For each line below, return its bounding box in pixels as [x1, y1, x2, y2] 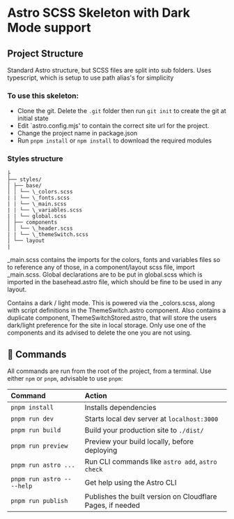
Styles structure [7, 154, 63, 163]
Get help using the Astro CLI [84, 478, 177, 488]
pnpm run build [10, 426, 61, 434]
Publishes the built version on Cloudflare [84, 492, 217, 502]
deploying [84, 446, 118, 455]
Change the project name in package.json [17, 129, 138, 138]
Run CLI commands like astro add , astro [84, 457, 217, 467]
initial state [17, 114, 49, 123]
